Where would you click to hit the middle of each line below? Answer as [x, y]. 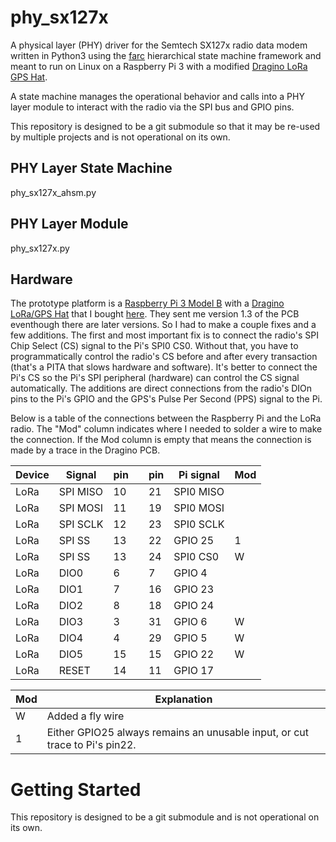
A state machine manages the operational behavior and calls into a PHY [157, 96]
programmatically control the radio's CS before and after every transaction [164, 357]
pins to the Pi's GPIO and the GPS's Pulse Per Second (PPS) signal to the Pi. [166, 399]
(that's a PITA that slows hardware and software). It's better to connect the [164, 367]
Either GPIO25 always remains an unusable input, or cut [177, 733]
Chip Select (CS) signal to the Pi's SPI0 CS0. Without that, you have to [154, 346]
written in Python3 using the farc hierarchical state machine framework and [166, 55]
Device [32, 475]
